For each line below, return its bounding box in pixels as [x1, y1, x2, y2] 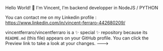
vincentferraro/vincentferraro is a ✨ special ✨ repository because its [5, 29, 148, 35]
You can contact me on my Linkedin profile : [5, 14, 97, 20]
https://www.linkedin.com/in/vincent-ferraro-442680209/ [5, 20, 126, 25]
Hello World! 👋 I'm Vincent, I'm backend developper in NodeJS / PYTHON [5, 5, 158, 10]
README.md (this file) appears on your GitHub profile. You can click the [5, 35, 149, 41]
